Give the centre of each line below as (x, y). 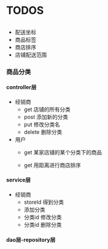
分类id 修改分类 (43, 217)
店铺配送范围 (31, 54)
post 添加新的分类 (46, 117)
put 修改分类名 (42, 124)
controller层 (22, 87)
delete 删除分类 (43, 132)
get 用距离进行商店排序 (52, 165)
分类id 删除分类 (43, 224)
